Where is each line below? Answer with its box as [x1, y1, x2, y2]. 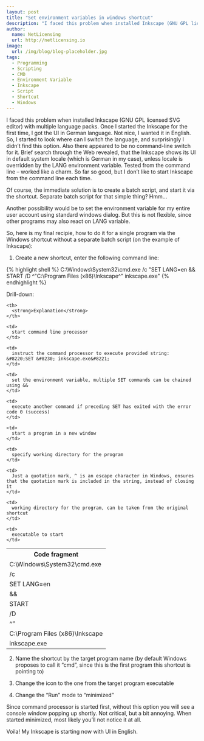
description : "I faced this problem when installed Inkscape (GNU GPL [6, 20, 189, 26]
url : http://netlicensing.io [12, 37, 86, 43]
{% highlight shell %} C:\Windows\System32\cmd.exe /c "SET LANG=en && [6, 265, 196, 273]
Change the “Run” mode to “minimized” [15, 691, 114, 698]
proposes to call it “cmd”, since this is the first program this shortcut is [15, 661, 191, 669]
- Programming [12, 60, 47, 66]
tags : [6, 54, 20, 60]
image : [6, 43, 23, 49]
